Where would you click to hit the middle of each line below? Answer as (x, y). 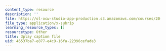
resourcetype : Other (26, 32)
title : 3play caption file (33, 37)
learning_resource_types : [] (35, 28)
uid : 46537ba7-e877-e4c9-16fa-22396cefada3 (51, 41)
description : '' (22, 14)
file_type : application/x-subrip (40, 23)
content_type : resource (30, 9)
